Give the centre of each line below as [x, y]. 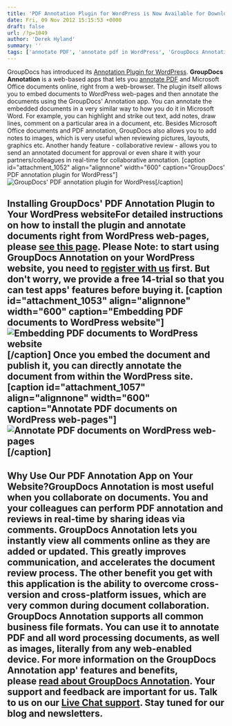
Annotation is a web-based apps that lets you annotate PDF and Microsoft [113, 79]
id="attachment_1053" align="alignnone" [99, 301]
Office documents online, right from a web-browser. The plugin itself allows [115, 86]
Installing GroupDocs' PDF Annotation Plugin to [111, 204]
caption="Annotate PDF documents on [92, 409]
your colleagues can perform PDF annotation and [115, 508]
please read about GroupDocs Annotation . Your [111, 681]
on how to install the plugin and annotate [97, 225]
